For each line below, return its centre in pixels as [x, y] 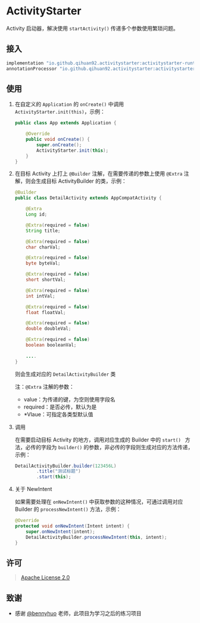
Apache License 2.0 [45, 578]
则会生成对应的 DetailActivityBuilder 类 [65, 374]
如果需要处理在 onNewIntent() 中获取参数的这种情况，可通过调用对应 [99, 502]
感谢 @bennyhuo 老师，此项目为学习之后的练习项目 [78, 613]
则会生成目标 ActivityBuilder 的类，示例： [76, 181]
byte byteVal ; [43, 263]
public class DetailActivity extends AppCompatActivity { [88, 198]
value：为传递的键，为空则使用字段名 [70, 399]
